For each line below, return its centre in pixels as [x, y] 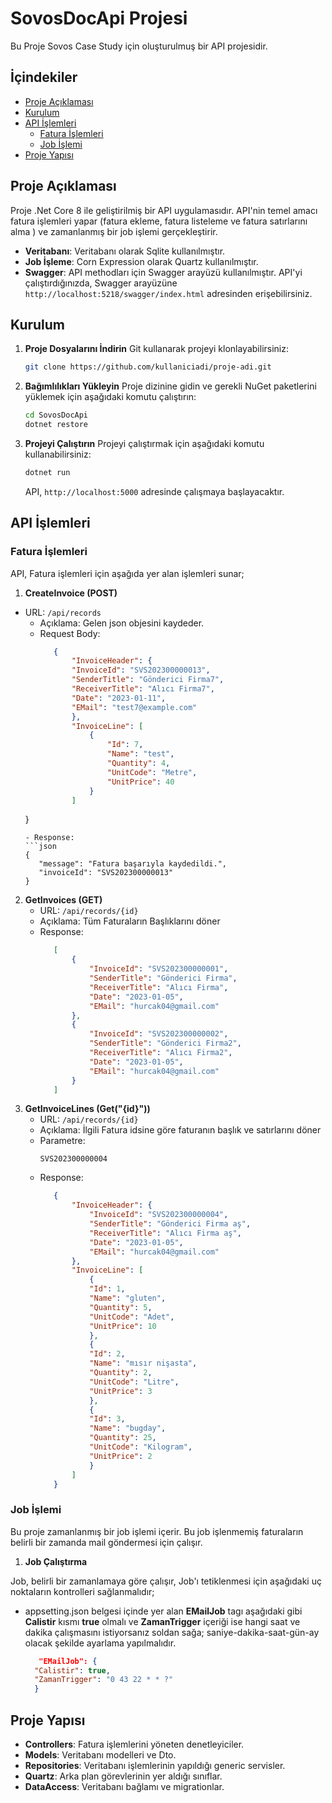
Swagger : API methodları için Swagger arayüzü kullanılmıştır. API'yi [163, 272]
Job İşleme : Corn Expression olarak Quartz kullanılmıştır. [141, 261]
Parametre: [62, 1141]
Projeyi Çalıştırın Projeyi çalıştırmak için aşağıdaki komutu [144, 443]
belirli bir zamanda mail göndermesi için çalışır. [106, 1542]
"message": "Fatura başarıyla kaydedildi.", [132, 864]
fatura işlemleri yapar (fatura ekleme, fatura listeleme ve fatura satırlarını [159, 221]
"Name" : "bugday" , [128, 1428]
